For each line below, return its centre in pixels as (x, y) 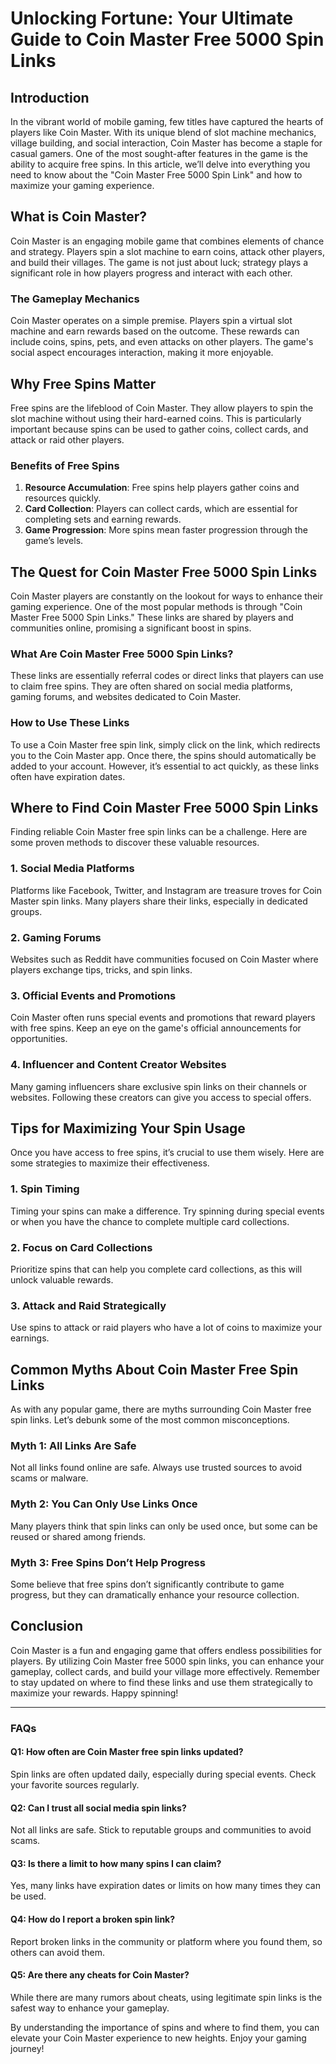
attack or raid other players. (67, 439)
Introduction (50, 97)
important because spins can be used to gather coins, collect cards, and (159, 429)
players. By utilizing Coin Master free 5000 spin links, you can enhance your (167, 1661)
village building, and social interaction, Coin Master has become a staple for (166, 143)
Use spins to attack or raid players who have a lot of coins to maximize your (166, 1328)
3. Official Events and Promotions (93, 995)
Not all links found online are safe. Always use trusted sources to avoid (156, 1468)
